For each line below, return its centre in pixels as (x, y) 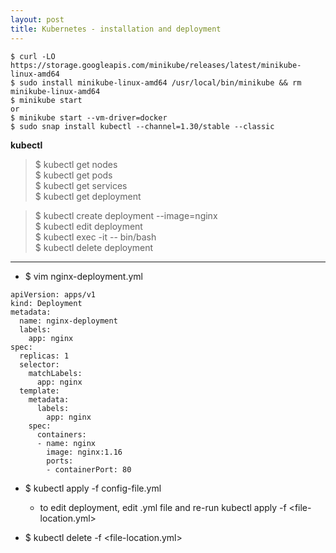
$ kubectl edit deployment (88, 226)
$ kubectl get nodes (76, 164)
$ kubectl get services (81, 185)
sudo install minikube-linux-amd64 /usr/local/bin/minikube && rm (160, 82)
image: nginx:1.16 (84, 452)
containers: (61, 434)
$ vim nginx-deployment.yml (83, 276)
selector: (39, 364)
